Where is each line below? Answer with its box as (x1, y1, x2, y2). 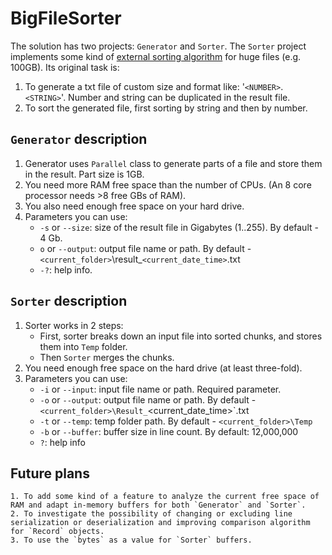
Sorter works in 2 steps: (24, 319, 124, 331)
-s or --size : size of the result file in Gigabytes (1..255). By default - (39, 221, 319, 233)
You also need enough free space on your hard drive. (24, 200, 245, 212)
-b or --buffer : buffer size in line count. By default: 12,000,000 (39, 425, 299, 437)
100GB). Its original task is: (10, 61, 120, 73)
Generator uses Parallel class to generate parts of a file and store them (24, 157, 323, 169)
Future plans (10, 465, 90, 482)
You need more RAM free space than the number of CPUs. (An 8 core (24, 178, 312, 191)
